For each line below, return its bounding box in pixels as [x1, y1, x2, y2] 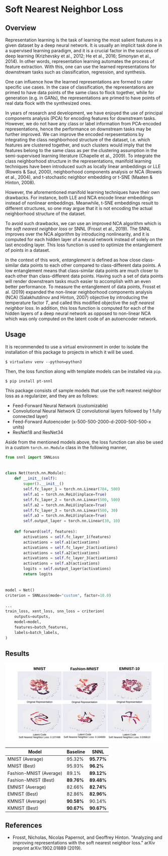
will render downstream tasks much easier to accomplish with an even [5, 278, 151, 284]
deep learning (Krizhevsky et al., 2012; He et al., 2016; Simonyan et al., [5, 53, 151, 59]
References [5, 821, 42, 829]
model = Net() [5, 588, 35, 593]
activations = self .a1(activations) [23, 540, 100, 545]
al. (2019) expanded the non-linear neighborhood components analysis [5, 289, 152, 295]
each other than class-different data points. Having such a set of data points [5, 273, 163, 279]
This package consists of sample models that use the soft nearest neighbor [5, 387, 162, 393]
